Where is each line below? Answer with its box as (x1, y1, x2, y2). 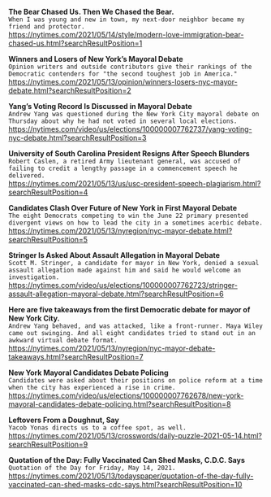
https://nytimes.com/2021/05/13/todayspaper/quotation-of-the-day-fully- (8, 471, 254, 481)
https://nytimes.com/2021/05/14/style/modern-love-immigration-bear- (8, 30, 244, 39)
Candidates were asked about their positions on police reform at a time (8, 377, 264, 385)
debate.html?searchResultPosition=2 (8, 85, 131, 95)
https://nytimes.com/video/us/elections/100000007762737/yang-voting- (8, 124, 252, 133)
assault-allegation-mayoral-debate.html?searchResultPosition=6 (8, 289, 225, 299)
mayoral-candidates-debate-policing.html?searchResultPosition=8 (8, 399, 231, 409)
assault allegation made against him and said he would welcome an (8, 266, 242, 274)
